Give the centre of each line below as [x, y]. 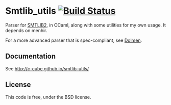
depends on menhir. [26, 30]
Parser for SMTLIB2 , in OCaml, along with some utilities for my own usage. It [86, 25]
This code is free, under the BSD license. [48, 97]
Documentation [31, 56]
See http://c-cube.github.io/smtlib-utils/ [47, 68]
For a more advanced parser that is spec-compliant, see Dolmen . [74, 40]
